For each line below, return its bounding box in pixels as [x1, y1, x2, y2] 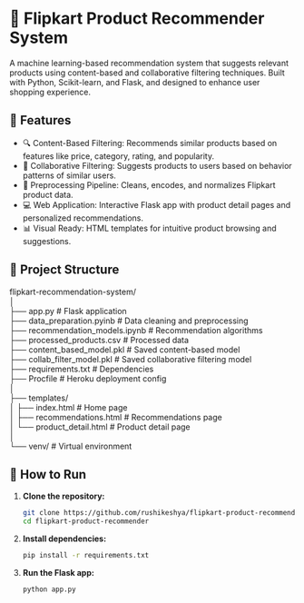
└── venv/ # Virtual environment [9, 440, 132, 451]
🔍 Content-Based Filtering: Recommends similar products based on [22, 137, 278, 148]
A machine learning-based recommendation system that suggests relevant [9, 57, 289, 68]
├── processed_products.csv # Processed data [9, 334, 189, 345]
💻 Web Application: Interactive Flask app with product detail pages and [22, 199, 291, 210]
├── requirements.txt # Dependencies [9, 363, 154, 374]
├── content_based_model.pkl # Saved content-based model [9, 344, 240, 355]
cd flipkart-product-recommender [22, 517, 150, 526]
